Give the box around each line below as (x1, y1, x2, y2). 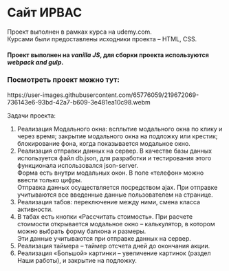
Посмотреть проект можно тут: (7, 75, 120, 85)
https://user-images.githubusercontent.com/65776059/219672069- (7, 91, 199, 99)
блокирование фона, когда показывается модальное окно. (17, 139, 190, 147)
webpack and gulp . (7, 58, 64, 66)
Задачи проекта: (7, 111, 56, 120)
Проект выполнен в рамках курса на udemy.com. (7, 28, 153, 36)
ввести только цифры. (17, 175, 83, 184)
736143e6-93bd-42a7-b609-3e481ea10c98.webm (7, 98, 151, 106)
